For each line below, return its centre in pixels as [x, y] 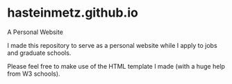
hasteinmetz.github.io [73, 13]
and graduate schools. [39, 53]
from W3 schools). [34, 74]
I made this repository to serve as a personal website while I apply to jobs [112, 45]
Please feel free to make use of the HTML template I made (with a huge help [116, 66]
